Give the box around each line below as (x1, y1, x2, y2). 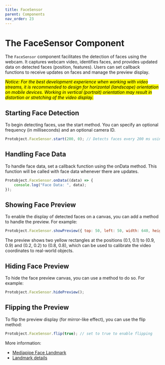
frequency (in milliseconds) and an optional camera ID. (5, 127, 116, 133)
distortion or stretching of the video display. (5, 94, 94, 101)
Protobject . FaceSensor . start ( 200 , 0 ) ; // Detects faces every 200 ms (5, 137, 151, 141)
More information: (5, 340, 42, 346)
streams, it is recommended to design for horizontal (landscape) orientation (5, 84, 159, 90)
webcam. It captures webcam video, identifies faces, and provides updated (5, 59, 158, 65)
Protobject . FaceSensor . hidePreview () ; (5, 289, 84, 295)
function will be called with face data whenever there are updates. (5, 168, 139, 174)
